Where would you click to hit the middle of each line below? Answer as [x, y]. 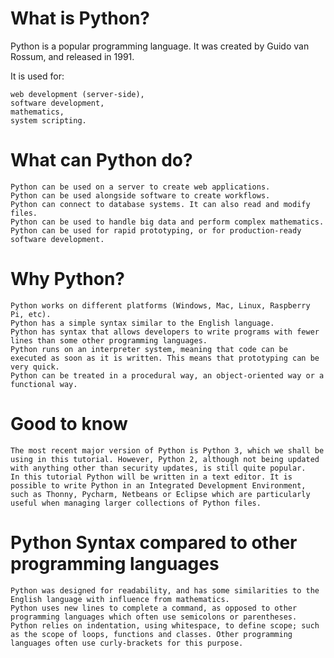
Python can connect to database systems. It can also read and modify [160, 204]
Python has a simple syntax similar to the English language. [142, 323]
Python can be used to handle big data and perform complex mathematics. [167, 222]
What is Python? [80, 18]
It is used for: [37, 76]
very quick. [35, 367]
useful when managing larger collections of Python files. [136, 503]
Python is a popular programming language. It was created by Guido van [160, 46]
